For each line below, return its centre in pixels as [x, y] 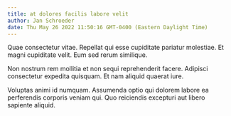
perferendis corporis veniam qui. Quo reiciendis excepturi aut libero [106, 97]
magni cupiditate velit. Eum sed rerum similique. [77, 55]
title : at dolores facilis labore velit [68, 14]
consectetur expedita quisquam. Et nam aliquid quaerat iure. [96, 76]
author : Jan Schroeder [41, 21]
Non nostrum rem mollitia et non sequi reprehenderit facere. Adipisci [108, 69]
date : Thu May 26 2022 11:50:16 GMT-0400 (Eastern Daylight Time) [108, 27]
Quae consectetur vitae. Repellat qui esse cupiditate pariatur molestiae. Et [116, 48]
